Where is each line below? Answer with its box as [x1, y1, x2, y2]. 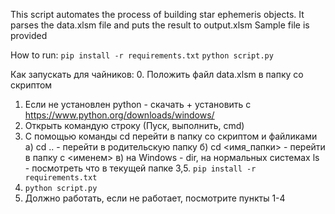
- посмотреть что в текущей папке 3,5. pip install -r [24, 162, 257, 174]
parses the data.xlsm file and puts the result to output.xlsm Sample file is [10, 19, 310, 31]
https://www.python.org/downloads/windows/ [24, 109, 215, 121]
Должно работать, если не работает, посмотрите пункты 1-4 [24, 192, 286, 204]
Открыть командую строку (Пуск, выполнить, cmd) [24, 120, 245, 131]
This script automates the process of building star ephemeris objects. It [10, 9, 305, 20]
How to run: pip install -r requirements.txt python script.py [10, 49, 274, 61]
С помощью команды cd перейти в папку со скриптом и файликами [24, 130, 318, 142]
